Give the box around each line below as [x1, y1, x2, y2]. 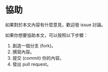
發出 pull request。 [12, 61, 51, 67]
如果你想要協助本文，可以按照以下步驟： [5, 32, 88, 38]
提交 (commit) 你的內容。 [12, 55, 64, 61]
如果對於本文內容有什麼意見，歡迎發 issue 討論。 [5, 22, 106, 28]
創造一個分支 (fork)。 [12, 42, 56, 48]
